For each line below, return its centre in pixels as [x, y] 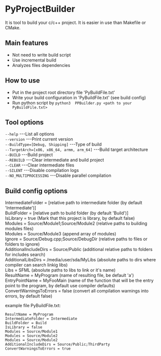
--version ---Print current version [39, 139]
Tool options [24, 122]
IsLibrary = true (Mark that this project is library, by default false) [70, 218]
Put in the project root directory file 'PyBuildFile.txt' [64, 92]
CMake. [13, 27]
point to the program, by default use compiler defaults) [60, 286]
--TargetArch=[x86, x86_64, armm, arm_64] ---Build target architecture [77, 149]
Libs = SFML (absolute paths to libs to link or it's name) [60, 270]
